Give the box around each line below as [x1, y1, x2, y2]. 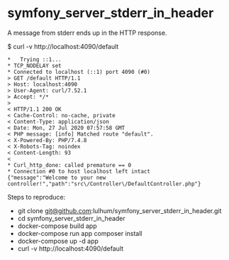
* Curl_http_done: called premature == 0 [7, 161, 132, 168]
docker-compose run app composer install [17, 229, 143, 237]
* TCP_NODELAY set [7, 62, 62, 69]
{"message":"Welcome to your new [7, 174, 106, 181]
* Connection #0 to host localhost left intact [7, 168, 151, 175]
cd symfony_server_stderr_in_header [17, 214, 125, 222]
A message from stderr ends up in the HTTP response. [7, 28, 167, 37]
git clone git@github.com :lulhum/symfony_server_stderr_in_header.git [17, 206, 222, 215]
